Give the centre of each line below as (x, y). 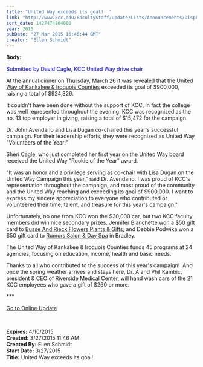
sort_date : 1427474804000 (39, 23)
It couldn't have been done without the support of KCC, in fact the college (98, 105)
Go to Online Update (32, 308)
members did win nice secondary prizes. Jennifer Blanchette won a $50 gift (101, 222)
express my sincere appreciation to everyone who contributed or (87, 198)
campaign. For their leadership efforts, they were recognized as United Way (101, 136)
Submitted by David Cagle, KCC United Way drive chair (75, 69)
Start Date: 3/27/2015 (34, 351)
